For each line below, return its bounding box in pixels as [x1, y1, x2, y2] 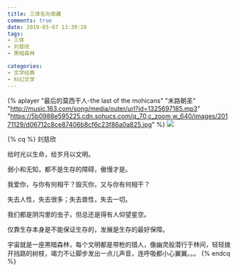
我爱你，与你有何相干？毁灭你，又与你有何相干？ [7, 180, 150, 188]
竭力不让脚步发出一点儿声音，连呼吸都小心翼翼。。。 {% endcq [50, 249, 231, 257]
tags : [7, 30, 23, 38]
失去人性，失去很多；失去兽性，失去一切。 [7, 195, 132, 203]
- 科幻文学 [7, 76, 35, 83]
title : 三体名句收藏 [7, 10, 62, 18]
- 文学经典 [7, 69, 35, 76]
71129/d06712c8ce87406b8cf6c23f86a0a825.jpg [7, 120, 152, 128]
